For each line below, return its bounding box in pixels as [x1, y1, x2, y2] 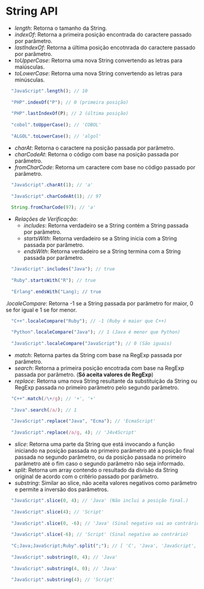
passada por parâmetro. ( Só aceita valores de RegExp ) [14, 371, 153, 378]
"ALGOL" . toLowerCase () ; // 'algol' [11, 133, 102, 139]
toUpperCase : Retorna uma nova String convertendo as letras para [14, 57, 183, 64]
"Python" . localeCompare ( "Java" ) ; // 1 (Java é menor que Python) [11, 329, 181, 335]
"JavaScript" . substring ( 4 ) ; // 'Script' [11, 577, 115, 583]
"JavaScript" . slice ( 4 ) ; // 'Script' [11, 509, 104, 515]
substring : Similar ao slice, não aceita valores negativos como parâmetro [14, 479, 197, 487]
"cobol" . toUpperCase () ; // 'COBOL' [11, 122, 102, 128]
